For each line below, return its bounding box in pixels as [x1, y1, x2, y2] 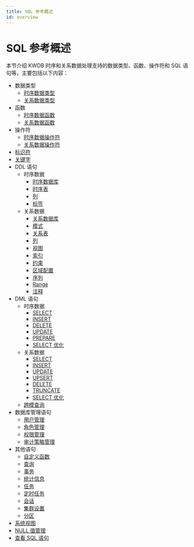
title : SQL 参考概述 [6, 8, 53, 15]
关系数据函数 [23, 119, 55, 126]
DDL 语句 [14, 163, 37, 170]
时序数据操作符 [23, 134, 60, 141]
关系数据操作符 [23, 141, 60, 148]
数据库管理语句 [14, 409, 51, 416]
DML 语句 [14, 295, 38, 302]
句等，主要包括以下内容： [6, 69, 69, 77]
